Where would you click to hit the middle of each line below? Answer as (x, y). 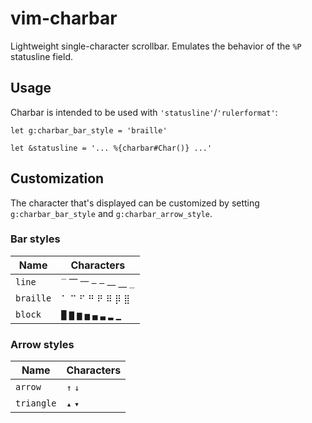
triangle (36, 403)
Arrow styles (42, 344)
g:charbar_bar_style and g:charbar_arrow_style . (111, 213)
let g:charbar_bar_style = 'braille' (89, 130)
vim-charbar (64, 18)
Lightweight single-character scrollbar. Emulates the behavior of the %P (156, 46)
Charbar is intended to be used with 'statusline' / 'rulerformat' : (144, 112)
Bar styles (35, 239)
